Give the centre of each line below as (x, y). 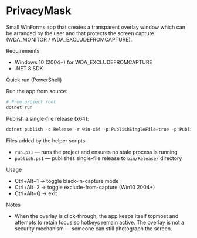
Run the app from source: (37, 91)
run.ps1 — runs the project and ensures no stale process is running (96, 152)
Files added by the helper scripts (46, 140)
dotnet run (19, 107)
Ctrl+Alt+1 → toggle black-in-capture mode (67, 181)
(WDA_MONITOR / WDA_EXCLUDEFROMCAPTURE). (69, 39)
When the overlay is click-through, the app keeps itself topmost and (96, 216)
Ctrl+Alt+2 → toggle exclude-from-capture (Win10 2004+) (85, 187)
